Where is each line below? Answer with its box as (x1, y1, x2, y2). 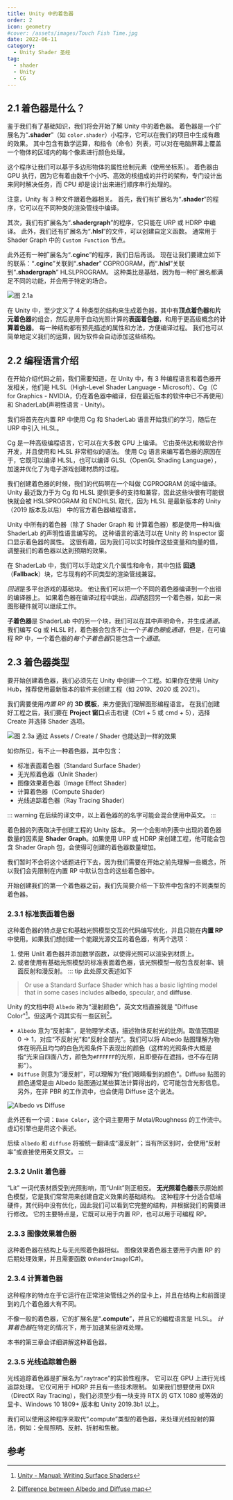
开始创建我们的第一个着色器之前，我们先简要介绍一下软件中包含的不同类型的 (7, 881, 226, 890)
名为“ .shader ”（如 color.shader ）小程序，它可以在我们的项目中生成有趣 (12, 131, 221, 139)
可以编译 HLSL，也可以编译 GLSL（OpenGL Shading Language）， (31, 456, 221, 464)
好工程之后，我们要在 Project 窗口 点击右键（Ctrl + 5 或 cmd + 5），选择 (7, 708, 211, 717)
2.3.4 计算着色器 (7, 1273, 63, 1283)
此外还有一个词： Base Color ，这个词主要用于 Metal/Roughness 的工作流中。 (7, 1115, 225, 1123)
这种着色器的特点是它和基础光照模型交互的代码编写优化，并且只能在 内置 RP (7, 926, 223, 935)
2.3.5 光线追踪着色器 (7, 1357, 77, 1367)
